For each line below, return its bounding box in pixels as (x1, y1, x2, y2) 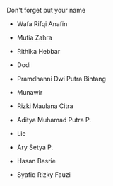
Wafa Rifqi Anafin (16, 20, 68, 28)
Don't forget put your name (6, 6, 86, 14)
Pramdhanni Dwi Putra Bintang (16, 74, 107, 83)
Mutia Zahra (16, 33, 52, 42)
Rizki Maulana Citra (16, 102, 73, 110)
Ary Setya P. (16, 143, 54, 151)
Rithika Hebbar (16, 47, 61, 55)
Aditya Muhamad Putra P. (16, 116, 91, 124)
